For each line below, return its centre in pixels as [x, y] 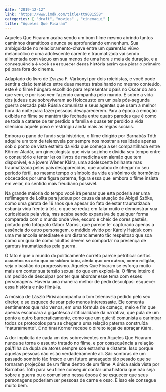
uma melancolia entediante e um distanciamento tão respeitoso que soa [79, 235]
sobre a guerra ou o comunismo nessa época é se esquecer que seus [77, 375]
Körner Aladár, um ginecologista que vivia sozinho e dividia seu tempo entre [83, 152]
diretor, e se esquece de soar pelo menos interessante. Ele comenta [75, 302]
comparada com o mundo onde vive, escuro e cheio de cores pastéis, [77, 219]
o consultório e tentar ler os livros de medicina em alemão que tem [73, 157]
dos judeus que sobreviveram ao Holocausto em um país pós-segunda [78, 100]
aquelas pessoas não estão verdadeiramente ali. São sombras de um [76, 354]
